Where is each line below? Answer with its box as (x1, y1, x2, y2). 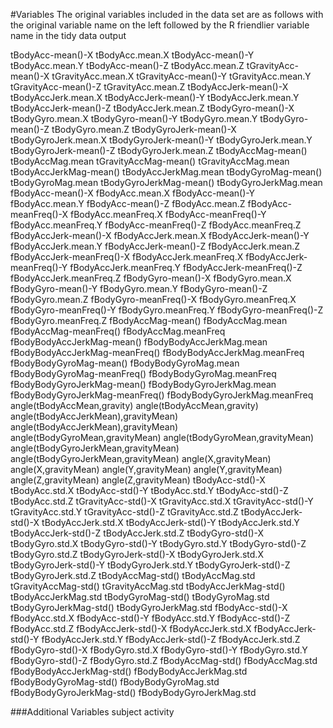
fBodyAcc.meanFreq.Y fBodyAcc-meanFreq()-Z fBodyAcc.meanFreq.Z (10, 219, 302, 231)
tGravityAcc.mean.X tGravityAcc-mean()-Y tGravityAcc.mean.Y (51, 70, 312, 82)
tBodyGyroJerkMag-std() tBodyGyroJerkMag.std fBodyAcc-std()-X (10, 602, 288, 613)
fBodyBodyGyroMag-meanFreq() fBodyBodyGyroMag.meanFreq (10, 368, 277, 379)
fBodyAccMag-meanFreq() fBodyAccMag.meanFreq (10, 325, 226, 337)
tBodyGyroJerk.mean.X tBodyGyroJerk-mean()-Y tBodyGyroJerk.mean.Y (10, 134, 313, 146)
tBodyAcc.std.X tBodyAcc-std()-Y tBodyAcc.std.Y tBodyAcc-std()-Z (10, 485, 289, 496)
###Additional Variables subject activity (10, 706, 175, 718)
